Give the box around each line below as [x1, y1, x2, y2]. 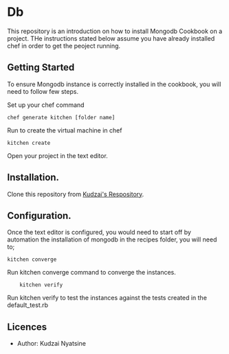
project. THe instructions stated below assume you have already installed [7, 34, 215, 42]
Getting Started [7, 61, 75, 73]
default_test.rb [7, 301, 49, 309]
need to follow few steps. [7, 87, 79, 95]
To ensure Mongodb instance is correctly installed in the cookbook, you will [7, 80, 221, 88]
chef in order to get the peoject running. [7, 41, 121, 50]
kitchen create [7, 139, 51, 146]
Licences [7, 321, 47, 333]
